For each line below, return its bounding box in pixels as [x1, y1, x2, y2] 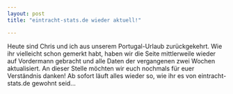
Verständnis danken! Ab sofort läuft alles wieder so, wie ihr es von [7, 71, 197, 80]
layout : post [7, 10, 45, 17]
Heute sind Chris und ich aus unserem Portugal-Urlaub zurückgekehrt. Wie [7, 42, 223, 50]
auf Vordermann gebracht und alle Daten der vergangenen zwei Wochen [7, 56, 216, 65]
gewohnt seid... [31, 79, 77, 87]
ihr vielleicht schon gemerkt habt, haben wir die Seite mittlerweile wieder [7, 49, 216, 58]
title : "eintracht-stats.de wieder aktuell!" [7, 17, 141, 24]
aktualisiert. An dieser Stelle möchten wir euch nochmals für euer [7, 64, 195, 72]
